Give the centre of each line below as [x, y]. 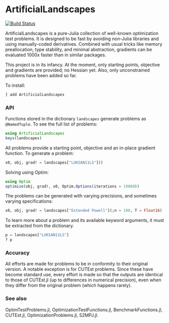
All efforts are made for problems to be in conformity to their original [77, 264]
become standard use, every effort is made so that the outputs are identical [84, 275]
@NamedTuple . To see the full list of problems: [51, 124]
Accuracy [18, 253]
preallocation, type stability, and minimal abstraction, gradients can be [79, 49]
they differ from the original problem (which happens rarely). [69, 285]
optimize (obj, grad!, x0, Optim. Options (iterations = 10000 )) [72, 186]
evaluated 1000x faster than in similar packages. [56, 55]
